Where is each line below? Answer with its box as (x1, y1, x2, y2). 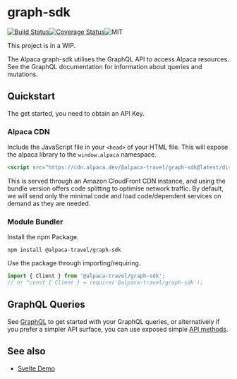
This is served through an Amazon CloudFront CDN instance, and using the (7, 176, 226, 185)
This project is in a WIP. (7, 41, 76, 49)
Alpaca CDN (7, 126, 51, 136)
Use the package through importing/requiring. (7, 259, 141, 267)
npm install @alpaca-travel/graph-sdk (7, 246, 121, 254)
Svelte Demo (17, 364, 55, 373)
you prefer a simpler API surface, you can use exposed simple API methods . (7, 325, 229, 333)
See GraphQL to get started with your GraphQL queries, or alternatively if (7, 317, 220, 325)
